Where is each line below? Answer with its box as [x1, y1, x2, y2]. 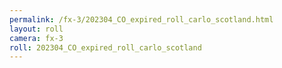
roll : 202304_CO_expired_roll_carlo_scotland [9, 42, 202, 53]
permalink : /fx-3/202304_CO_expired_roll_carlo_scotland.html [9, 14, 274, 25]
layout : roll [9, 24, 64, 34]
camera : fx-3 [9, 33, 64, 43]
